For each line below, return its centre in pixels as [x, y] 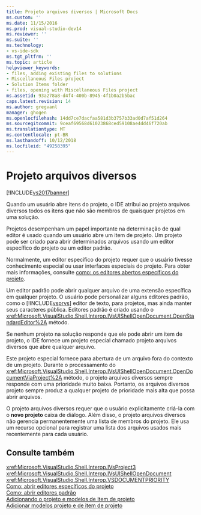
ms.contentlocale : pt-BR [37, 135]
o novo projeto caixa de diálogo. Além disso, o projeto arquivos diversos [96, 415]
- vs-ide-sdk [22, 51]
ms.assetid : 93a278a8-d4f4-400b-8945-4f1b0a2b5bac [71, 96]
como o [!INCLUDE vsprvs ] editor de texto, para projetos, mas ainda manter [99, 303]
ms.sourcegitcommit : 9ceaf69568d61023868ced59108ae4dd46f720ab [87, 124]
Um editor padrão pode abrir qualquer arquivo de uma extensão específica [99, 290]
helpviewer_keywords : [33, 68]
